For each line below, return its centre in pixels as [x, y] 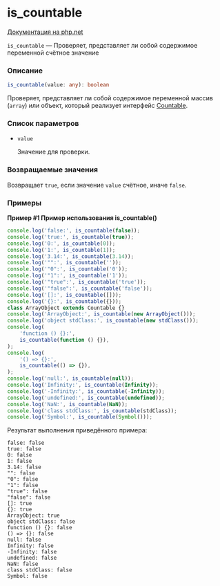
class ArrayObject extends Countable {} [66, 308]
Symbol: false [28, 576]
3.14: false [24, 467]
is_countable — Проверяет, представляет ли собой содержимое [102, 45]
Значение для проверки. [53, 152]
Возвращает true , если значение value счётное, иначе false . [97, 185]
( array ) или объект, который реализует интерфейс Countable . [98, 106]
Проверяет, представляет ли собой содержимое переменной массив [110, 98]
